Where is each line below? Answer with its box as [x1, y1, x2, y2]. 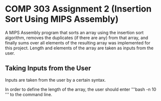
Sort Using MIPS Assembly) [5, 14, 119, 25]
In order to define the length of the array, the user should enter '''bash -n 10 [5, 86, 157, 92]
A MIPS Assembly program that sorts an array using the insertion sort [5, 29, 144, 35]
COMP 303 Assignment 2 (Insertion [5, 3, 152, 14]
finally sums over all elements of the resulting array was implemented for [5, 40, 150, 45]
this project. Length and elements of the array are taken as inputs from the [5, 45, 154, 51]
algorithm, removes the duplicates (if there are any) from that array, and [5, 35, 148, 41]
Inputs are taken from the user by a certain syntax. [5, 77, 106, 83]
